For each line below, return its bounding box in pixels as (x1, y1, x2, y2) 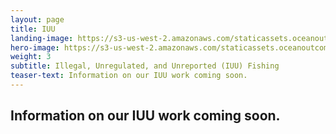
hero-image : (10, 42, 60, 53)
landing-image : (10, 33, 74, 43)
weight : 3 (10, 52, 52, 62)
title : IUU (10, 24, 56, 34)
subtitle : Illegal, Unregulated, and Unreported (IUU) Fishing (10, 61, 280, 71)
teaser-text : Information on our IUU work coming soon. (10, 71, 248, 81)
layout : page (10, 14, 65, 25)
